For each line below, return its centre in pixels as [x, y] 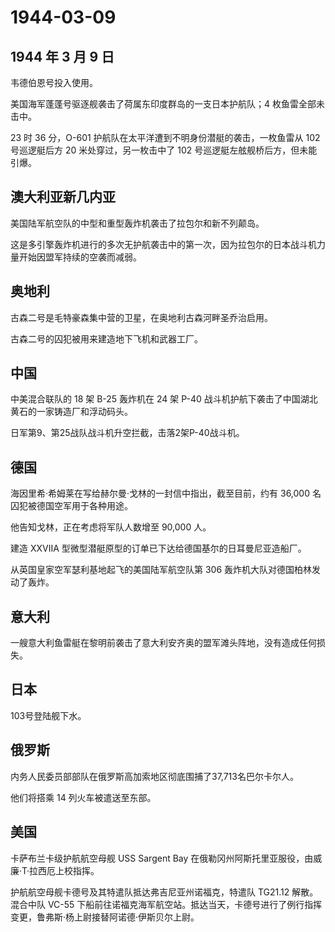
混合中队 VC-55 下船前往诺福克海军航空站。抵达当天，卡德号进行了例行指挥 [166, 904]
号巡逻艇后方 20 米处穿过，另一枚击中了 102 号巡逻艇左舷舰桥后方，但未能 [164, 150]
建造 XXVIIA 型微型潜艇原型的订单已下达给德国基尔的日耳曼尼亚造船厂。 [158, 548]
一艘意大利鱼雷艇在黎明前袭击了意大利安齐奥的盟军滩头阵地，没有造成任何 [163, 643]
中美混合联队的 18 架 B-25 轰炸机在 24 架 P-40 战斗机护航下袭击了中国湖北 [164, 399]
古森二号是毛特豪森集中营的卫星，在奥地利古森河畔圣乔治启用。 [141, 317]
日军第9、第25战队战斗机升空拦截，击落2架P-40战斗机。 [127, 433]
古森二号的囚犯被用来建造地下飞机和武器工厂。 [106, 338]
